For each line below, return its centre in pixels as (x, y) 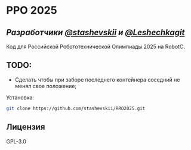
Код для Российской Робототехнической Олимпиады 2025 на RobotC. (96, 46)
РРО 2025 (32, 10)
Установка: (20, 97)
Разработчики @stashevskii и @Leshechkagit (95, 32)
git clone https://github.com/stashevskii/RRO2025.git (76, 108)
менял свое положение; (45, 86)
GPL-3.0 (16, 141)
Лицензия (26, 127)
